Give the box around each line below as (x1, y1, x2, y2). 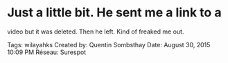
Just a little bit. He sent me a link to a (7, 5, 222, 21)
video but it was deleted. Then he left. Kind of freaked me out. (7, 27, 184, 36)
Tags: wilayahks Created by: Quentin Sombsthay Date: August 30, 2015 (7, 40, 211, 49)
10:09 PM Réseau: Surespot (7, 48, 87, 56)
